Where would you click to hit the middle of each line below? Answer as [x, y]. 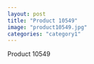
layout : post [27, 14]
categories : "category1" [44, 34]
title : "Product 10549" [43, 21]
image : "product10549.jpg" [47, 27]
